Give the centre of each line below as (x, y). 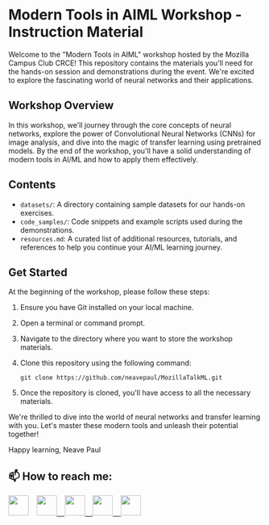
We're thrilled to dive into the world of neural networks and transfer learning (134, 417)
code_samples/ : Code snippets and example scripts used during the (131, 221)
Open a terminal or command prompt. (83, 323)
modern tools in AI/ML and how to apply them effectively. (103, 159)
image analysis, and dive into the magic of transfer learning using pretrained (135, 142)
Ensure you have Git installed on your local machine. (107, 308)
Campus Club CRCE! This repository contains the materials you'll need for (131, 63)
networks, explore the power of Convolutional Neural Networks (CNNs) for (132, 133)
